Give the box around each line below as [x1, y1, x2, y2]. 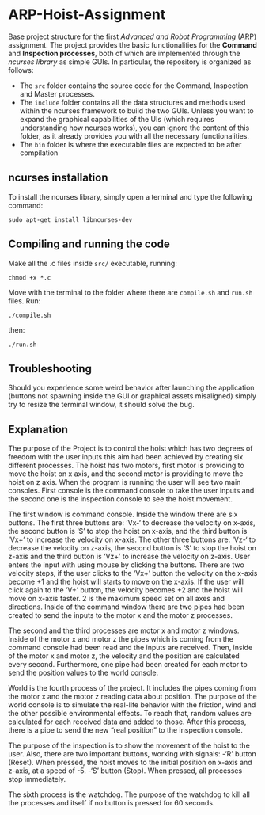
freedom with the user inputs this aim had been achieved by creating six [8, 452, 244, 462]
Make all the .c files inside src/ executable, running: [8, 258, 178, 268]
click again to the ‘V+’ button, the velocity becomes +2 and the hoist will [8, 585, 243, 595]
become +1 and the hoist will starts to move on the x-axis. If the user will [8, 577, 244, 587]
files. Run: [8, 295, 41, 306]
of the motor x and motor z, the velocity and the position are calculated [8, 651, 240, 661]
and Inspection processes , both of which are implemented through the [8, 48, 240, 58]
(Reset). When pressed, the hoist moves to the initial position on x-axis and [8, 758, 252, 767]
